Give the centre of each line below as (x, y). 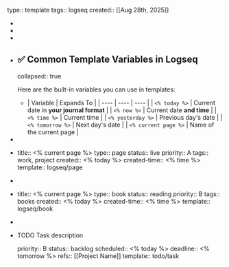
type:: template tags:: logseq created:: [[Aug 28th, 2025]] (88, 10)
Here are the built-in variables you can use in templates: (96, 89)
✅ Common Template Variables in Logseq (107, 60)
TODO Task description (50, 235)
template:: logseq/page (50, 167)
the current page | (53, 132)
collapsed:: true (39, 76)
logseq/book (35, 209)
